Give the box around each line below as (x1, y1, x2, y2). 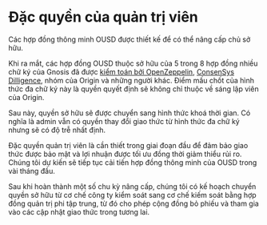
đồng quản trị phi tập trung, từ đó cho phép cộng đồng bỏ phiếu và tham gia (8, 199, 260, 208)
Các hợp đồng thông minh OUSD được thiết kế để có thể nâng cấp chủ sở (8, 34, 251, 44)
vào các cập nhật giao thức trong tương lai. (8, 207, 150, 216)
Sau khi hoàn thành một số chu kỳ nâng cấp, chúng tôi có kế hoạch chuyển (8, 181, 257, 191)
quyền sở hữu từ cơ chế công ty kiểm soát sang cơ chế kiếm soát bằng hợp (8, 190, 257, 199)
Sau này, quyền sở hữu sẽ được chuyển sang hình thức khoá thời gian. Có (8, 108, 251, 118)
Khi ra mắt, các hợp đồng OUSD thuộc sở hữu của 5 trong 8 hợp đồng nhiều (8, 58, 258, 68)
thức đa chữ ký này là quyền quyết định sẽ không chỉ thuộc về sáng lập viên (8, 84, 259, 94)
